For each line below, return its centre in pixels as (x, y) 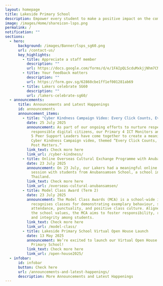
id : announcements (36, 109)
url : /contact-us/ (36, 50)
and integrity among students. (63, 218)
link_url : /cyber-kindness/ (55, 154)
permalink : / (18, 28)
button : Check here (37, 267)
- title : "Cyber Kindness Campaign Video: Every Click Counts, (88, 118)
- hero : (17, 41)
